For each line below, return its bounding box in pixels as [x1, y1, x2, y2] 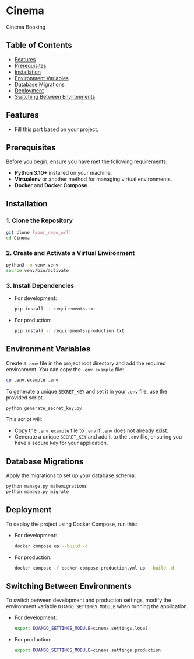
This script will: [6, 416, 43, 423]
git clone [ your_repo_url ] [6, 230, 72, 236]
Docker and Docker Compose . [14, 182, 89, 189]
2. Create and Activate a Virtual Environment [6, 249, 135, 257]
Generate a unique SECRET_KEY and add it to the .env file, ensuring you [14, 433, 182, 440]
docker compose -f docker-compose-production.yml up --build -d [14, 565, 174, 571]
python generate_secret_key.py [6, 405, 82, 411]
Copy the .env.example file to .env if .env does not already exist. [14, 427, 169, 434]
